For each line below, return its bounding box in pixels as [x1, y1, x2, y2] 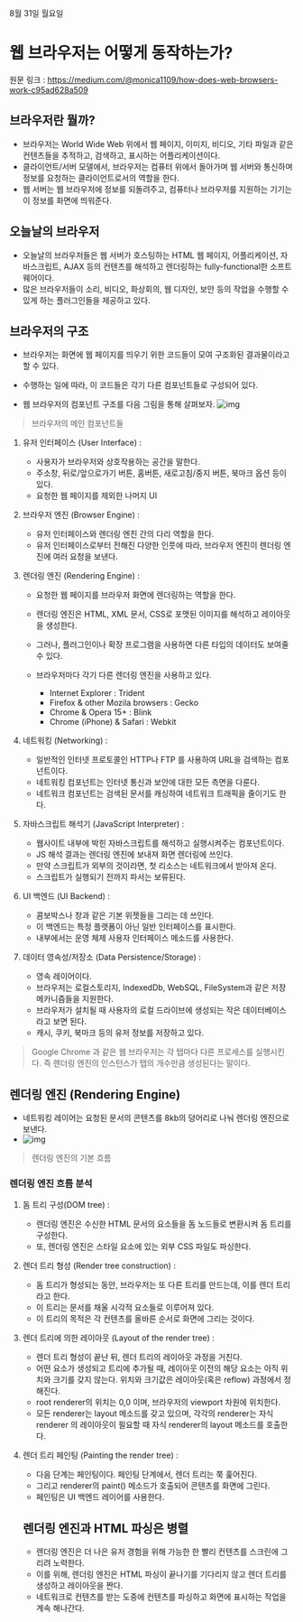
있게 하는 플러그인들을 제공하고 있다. [22, 294, 151, 305]
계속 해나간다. [35, 1603, 85, 1614]
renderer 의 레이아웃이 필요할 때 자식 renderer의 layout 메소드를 [35, 1420, 264, 1431]
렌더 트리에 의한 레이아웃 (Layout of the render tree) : [22, 1332, 215, 1343]
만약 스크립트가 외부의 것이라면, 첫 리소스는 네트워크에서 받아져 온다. [35, 860, 277, 871]
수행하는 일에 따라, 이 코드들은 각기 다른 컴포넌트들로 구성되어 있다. [22, 380, 259, 391]
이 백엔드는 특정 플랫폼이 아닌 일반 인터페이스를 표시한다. [35, 922, 236, 932]
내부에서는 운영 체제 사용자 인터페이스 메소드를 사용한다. [35, 932, 234, 943]
